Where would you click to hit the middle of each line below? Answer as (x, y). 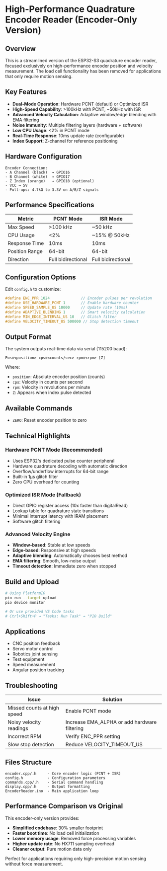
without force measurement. (34, 864)
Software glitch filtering (36, 521)
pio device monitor (25, 602)
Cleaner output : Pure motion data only (52, 849)
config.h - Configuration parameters (55, 778)
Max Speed (21, 227)
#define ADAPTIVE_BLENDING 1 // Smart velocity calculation (75, 312)
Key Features (26, 92)
